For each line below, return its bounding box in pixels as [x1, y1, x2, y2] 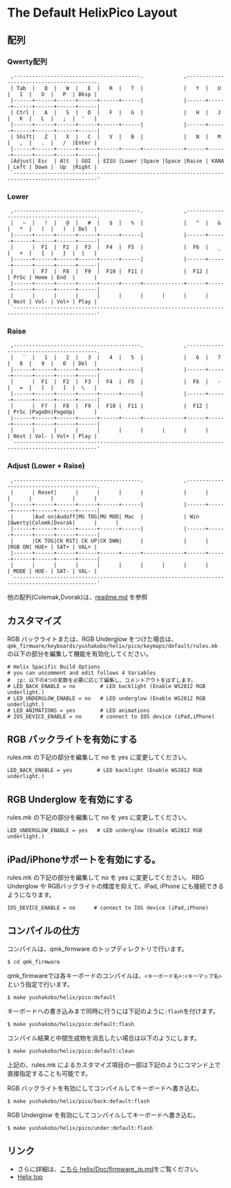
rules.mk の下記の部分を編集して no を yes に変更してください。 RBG [7, 874, 205, 882]
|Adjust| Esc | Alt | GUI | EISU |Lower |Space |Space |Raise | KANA [10, 157, 225, 164]
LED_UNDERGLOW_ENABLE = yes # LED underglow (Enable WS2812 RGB [7, 827, 203, 834]
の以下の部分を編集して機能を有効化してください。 [7, 649, 152, 658]
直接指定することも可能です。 [7, 1069, 92, 1077]
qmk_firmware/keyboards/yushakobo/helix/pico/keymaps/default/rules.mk [7, 642, 218, 649]
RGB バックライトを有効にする [7, 733, 138, 745]
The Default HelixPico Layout [7, 5, 178, 21]
